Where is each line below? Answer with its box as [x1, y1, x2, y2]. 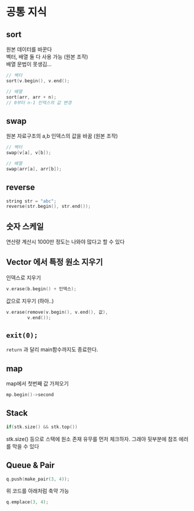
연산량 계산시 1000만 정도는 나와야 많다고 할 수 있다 [6, 238, 125, 246]
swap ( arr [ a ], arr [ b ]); [6, 166, 62, 172]
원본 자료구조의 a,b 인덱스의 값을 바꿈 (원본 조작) [6, 133, 118, 140]
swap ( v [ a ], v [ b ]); [6, 150, 51, 156]
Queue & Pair [6, 460, 55, 471]
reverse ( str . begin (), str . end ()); [6, 204, 91, 210]
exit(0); [6, 331, 38, 339]
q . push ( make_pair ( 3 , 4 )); [6, 476, 70, 482]
